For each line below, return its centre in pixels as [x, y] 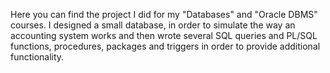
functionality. [37, 57]
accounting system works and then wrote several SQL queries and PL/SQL [164, 35]
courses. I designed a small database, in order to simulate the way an [153, 25]
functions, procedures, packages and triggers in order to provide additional [165, 46]
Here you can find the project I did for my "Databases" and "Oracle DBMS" [164, 14]
